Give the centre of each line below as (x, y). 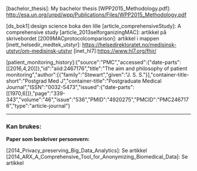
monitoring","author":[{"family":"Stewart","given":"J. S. (72, 75)
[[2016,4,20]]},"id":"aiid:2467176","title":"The (60, 69)
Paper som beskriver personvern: (48, 139)
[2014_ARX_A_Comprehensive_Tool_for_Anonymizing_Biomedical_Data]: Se (97, 157)
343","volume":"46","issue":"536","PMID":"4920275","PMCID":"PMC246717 (97, 100)
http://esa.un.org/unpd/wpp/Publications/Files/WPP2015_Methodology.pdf (96, 15)
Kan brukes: (24, 126)
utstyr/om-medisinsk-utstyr (39, 51)
